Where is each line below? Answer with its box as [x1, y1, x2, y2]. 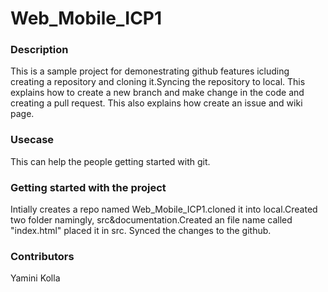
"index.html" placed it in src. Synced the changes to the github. [10, 225, 272, 237]
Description [10, 43, 69, 57]
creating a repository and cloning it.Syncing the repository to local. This [10, 76, 306, 88]
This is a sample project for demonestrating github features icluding [10, 65, 290, 77]
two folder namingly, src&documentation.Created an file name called [10, 214, 293, 226]
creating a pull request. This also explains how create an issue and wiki [10, 97, 303, 109]
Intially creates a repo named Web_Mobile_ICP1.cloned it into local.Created [10, 203, 318, 216]
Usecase [10, 133, 55, 147]
